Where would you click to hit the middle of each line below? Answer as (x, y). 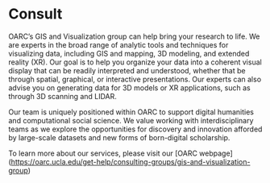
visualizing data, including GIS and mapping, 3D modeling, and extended (129, 53)
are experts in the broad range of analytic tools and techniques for (118, 44)
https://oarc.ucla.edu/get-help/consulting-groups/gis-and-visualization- (131, 161)
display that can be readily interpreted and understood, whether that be (127, 70)
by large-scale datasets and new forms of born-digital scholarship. (119, 137)
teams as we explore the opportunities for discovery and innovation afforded (135, 129)
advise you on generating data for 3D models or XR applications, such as (130, 87)
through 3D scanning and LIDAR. (62, 96)
